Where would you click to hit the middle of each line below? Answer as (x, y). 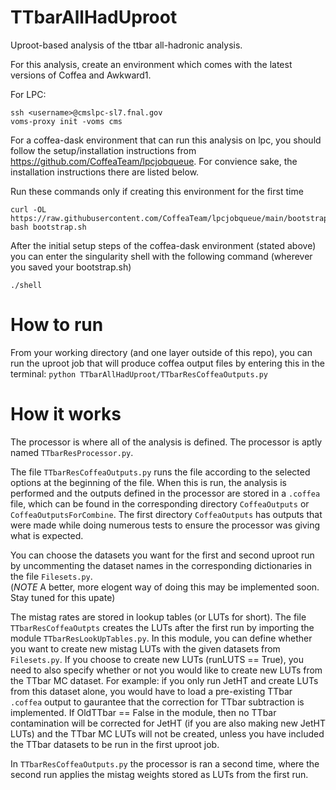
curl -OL (28, 209)
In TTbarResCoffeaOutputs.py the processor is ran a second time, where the (165, 763)
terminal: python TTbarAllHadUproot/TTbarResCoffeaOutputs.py (139, 373)
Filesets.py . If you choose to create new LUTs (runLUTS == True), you (157, 659)
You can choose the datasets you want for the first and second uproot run (162, 555)
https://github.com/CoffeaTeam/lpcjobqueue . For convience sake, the (154, 161)
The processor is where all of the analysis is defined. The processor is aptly (166, 442)
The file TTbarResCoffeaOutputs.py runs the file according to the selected (160, 472)
